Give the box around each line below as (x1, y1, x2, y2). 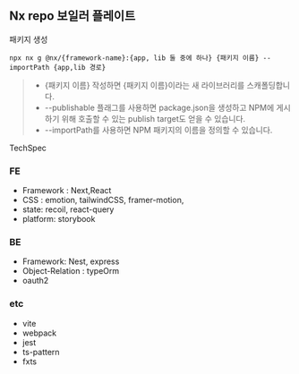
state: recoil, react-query (21, 204, 115, 215)
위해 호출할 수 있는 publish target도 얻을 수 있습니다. (61, 113, 246, 123)
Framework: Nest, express (21, 256, 120, 267)
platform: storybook (21, 214, 96, 225)
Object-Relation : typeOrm (21, 266, 120, 276)
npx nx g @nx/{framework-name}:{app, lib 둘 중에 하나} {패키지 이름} (9, 53, 260, 63)
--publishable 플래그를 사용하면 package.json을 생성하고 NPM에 (44, 102, 275, 113)
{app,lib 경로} (53, 63, 107, 72)
